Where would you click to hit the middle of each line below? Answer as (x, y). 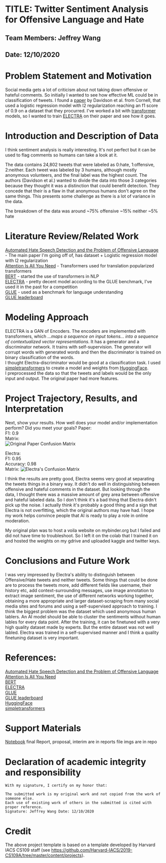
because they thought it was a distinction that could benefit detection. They (82, 185)
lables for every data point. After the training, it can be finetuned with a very (83, 622)
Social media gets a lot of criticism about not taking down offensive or (76, 90)
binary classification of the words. (40, 357)
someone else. (20, 799)
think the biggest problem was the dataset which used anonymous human (81, 611)
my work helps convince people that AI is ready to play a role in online (77, 515)
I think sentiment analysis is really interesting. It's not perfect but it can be (81, 150)
